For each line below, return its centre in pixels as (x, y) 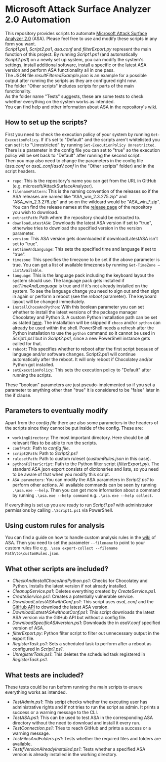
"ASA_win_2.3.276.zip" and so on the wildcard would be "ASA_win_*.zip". (86, 202)
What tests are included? (44, 675)
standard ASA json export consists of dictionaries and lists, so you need (85, 469)
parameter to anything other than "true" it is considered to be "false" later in (82, 390)
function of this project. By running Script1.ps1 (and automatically (71, 54)
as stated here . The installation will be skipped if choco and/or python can (86, 322)
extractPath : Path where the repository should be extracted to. (76, 217)
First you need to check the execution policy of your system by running (78, 134)
